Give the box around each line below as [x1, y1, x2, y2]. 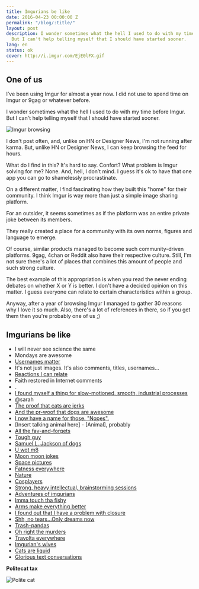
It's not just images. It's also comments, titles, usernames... [14, 364, 160, 371]
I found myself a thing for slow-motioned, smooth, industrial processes [14, 390, 188, 397]
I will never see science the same [14, 345, 96, 353]
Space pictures [14, 459, 52, 466]
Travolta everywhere [14, 534, 66, 542]
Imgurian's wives [14, 541, 57, 548]
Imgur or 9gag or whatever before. [6, 97, 91, 104]
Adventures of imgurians [14, 491, 75, 498]
